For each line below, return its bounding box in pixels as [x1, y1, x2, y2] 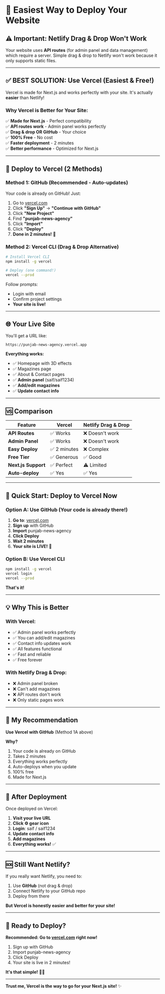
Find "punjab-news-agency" [12, 215, 73, 221]
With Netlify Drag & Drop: [5, 669, 67, 676]
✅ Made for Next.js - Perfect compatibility [5, 118, 92, 124]
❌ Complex [83, 446, 109, 452]
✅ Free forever [12, 657, 43, 663]
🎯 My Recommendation [5, 716, 78, 724]
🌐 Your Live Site [5, 320, 55, 328]
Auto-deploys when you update [12, 763, 77, 769]
